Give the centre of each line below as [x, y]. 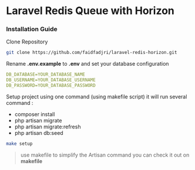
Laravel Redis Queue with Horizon [90, 11]
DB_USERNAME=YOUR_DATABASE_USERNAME [51, 80]
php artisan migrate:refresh [48, 127]
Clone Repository [27, 42]
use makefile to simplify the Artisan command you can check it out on [105, 155]
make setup [19, 144]
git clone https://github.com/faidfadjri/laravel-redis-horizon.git [92, 53]
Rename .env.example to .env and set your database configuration [88, 64]
